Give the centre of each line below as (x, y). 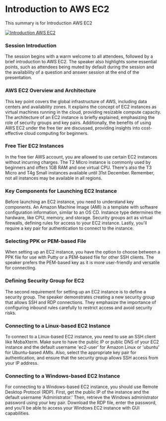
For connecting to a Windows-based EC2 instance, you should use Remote (82, 387)
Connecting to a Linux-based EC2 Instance (58, 326)
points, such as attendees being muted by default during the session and (80, 67)
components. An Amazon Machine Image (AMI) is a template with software (82, 207)
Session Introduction (31, 45)
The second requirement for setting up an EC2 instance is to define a (76, 291)
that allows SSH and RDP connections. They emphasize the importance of (81, 302)
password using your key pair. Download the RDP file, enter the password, (81, 403)
